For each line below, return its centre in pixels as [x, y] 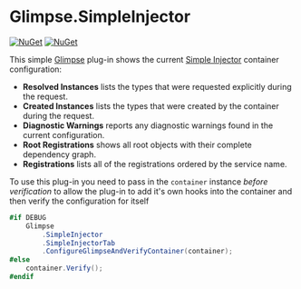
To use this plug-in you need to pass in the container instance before [139, 181]
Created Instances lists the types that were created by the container [150, 105]
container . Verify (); [64, 269]
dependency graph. [59, 154]
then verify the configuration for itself [79, 201]
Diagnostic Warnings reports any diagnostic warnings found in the [148, 125]
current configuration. [63, 135]
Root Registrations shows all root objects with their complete [137, 144]
